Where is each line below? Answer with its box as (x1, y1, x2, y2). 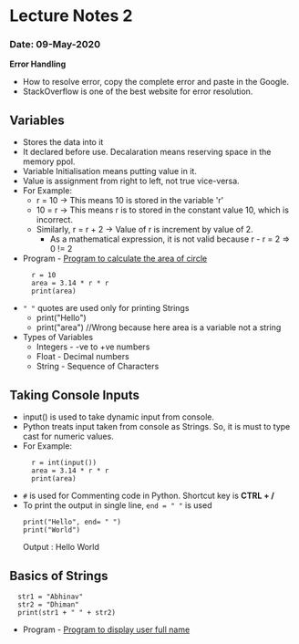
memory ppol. (22, 156, 76, 167)
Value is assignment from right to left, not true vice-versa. (22, 175, 240, 187)
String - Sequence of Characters (36, 361, 160, 372)
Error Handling (9, 58, 67, 69)
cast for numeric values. (22, 431, 114, 442)
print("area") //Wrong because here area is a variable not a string (36, 322, 282, 333)
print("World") (22, 525, 81, 535)
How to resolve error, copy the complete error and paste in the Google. (22, 77, 290, 88)
